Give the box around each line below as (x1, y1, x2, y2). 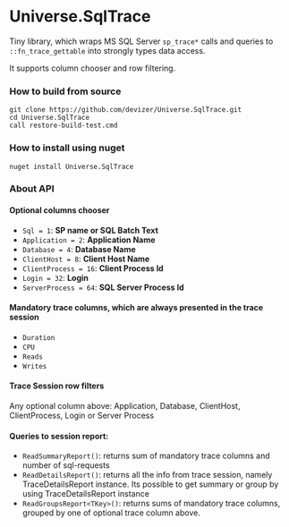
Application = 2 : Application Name (21, 234, 156, 245)
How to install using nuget (9, 141, 125, 154)
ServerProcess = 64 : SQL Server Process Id (21, 282, 185, 293)
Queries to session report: (9, 430, 109, 441)
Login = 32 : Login (21, 272, 89, 283)
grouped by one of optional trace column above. (21, 507, 201, 518)
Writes (21, 361, 47, 370)
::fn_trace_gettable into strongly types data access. (9, 45, 206, 55)
